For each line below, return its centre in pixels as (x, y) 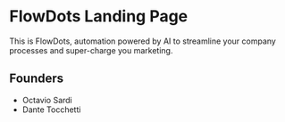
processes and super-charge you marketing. (91, 50)
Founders (37, 79)
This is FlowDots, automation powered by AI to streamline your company (143, 41)
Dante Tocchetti (51, 110)
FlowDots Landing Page (99, 16)
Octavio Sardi (47, 100)
